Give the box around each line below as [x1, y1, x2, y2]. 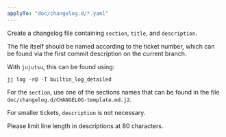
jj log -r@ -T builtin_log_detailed [7, 76, 112, 83]
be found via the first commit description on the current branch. [7, 49, 187, 58]
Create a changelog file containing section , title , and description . [7, 29, 197, 37]
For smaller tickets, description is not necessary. [7, 108, 146, 116]
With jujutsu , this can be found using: [7, 62, 115, 71]
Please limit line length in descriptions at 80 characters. [7, 121, 164, 130]
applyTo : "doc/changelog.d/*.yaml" [7, 10, 109, 17]
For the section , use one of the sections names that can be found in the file [7, 88, 220, 96]
